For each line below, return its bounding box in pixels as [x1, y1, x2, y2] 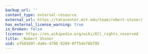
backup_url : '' [5, 7, 38, 13]
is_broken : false [5, 27, 43, 32]
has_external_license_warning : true [5, 22, 83, 27]
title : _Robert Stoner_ [5, 37, 56, 42]
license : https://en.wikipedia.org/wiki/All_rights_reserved [5, 31, 139, 37]
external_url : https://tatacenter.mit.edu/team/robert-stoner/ [5, 17, 143, 22]
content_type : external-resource [5, 12, 77, 17]
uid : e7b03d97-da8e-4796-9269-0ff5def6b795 [5, 41, 100, 46]
